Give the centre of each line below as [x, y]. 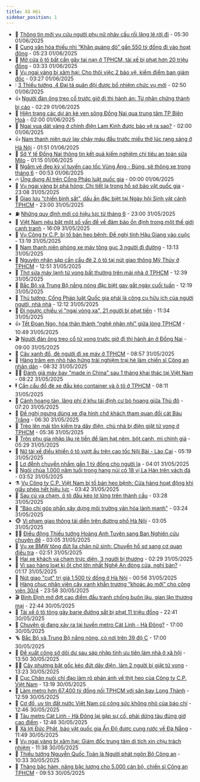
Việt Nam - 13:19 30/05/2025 [50, 684]
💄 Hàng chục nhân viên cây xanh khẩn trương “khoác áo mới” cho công [102, 584]
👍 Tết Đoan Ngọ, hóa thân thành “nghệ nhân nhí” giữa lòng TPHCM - [100, 323]
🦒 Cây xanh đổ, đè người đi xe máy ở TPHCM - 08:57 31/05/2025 [94, 353]
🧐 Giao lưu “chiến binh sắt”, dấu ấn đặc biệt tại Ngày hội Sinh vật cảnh [100, 198]
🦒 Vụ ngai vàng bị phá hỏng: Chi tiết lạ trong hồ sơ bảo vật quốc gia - [99, 186]
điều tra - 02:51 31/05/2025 [48, 552]
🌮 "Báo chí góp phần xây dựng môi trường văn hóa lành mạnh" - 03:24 [101, 508]
